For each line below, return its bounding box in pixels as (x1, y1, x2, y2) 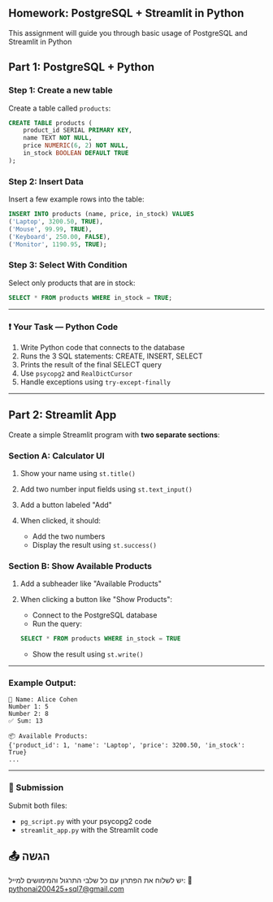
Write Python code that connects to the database (19, 342, 185, 352)
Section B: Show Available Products (8, 560, 153, 571)
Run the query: (32, 619, 83, 629)
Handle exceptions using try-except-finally (19, 377, 171, 387)
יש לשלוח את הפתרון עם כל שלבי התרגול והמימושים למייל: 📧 (8, 875, 193, 885)
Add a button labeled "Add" (19, 500, 112, 510)
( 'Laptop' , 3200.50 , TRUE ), (8, 217, 104, 226)
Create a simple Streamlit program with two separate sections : (8, 430, 220, 440)
